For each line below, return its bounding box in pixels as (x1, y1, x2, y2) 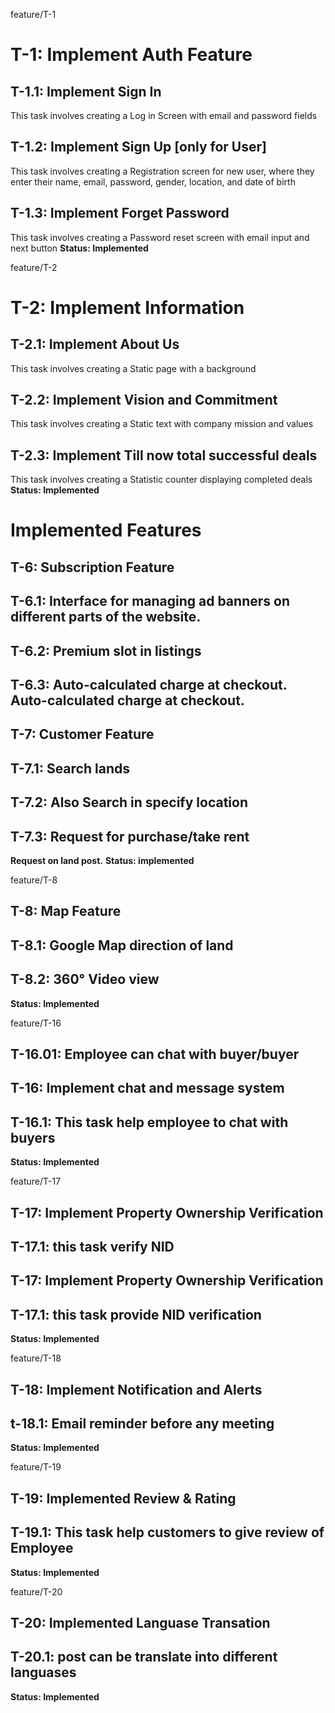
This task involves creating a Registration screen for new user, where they (10, 165, 315, 177)
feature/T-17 (10, 1175, 62, 1188)
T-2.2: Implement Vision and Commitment (10, 392, 278, 409)
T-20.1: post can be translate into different (10, 1649, 278, 1666)
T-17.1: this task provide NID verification (10, 1306, 262, 1323)
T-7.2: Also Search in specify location (10, 794, 248, 811)
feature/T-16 (10, 1017, 62, 1029)
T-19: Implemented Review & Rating (10, 1490, 237, 1507)
